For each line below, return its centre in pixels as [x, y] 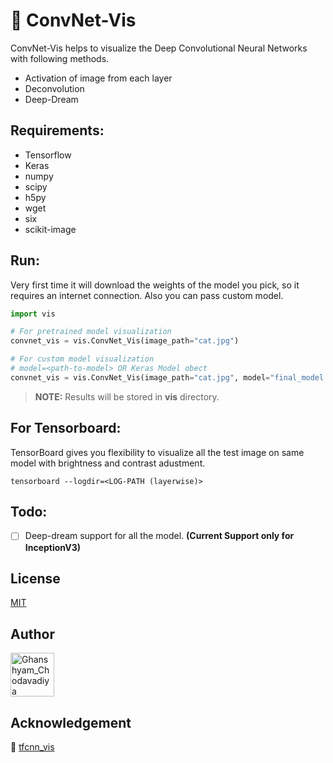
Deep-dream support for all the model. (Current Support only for [159, 536]
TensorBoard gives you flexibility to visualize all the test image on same [157, 452]
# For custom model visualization [82, 359]
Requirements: [57, 130]
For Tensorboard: [66, 428]
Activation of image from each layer [98, 78]
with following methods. [60, 58]
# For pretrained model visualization [91, 332]
